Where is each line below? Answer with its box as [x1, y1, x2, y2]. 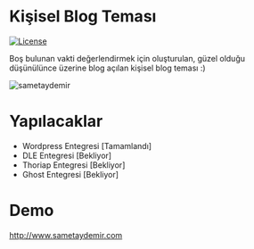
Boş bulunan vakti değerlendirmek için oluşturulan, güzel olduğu [9, 53, 246, 63]
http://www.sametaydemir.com [9, 229, 123, 240]
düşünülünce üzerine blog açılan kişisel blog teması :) [9, 62, 207, 73]
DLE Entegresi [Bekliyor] [21, 150, 112, 161]
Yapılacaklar [9, 112, 103, 131]
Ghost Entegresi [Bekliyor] [21, 169, 119, 179]
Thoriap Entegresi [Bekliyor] [21, 159, 126, 170]
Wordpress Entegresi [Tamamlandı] [21, 140, 152, 151]
